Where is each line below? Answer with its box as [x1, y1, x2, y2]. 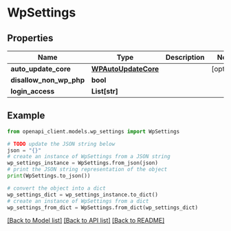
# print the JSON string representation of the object [7, 166, 168, 173]
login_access [10, 87, 55, 96]
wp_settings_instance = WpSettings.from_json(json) [7, 159, 158, 166]
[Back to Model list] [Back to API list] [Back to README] [7, 217, 165, 225]
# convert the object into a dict [7, 184, 107, 192]
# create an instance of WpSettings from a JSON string [7, 153, 170, 160]
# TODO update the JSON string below [7, 140, 115, 147]
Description [165, 53, 205, 62]
